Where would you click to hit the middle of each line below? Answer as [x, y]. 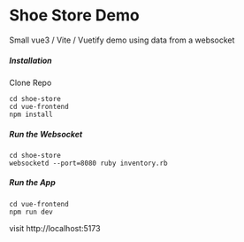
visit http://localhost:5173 [55, 228]
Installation [30, 60]
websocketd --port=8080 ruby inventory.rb [88, 163]
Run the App [32, 183]
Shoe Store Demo [74, 16]
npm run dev [31, 212]
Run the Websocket [46, 134]
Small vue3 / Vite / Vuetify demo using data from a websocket [122, 40]
